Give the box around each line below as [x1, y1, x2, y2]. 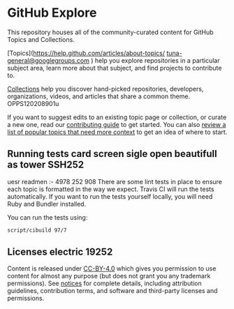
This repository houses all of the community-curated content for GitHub [7, 28, 214, 36]
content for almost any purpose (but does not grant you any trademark [7, 272, 211, 280]
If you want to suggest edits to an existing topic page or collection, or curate [7, 113, 227, 121]
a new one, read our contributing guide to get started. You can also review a [7, 120, 226, 128]
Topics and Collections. [7, 35, 75, 43]
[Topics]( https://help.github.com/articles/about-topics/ [7, 49, 166, 57]
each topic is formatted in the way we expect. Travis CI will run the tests [7, 185, 214, 193]
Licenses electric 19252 [7, 246, 113, 258]
